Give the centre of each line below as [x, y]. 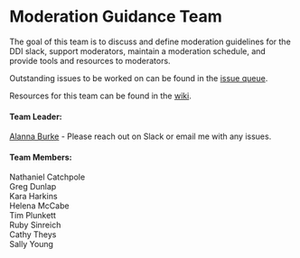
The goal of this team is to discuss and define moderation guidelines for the [150, 41]
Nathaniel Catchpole [47, 177]
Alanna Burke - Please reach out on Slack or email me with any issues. [141, 136]
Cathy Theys [33, 235]
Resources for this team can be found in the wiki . [100, 96]
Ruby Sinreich [35, 225]
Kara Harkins [33, 197]
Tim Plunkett [33, 216]
